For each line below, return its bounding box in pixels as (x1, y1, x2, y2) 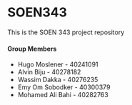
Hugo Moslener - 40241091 (17, 60, 98, 69)
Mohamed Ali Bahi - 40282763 (17, 91, 108, 99)
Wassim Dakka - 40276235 (17, 76, 98, 84)
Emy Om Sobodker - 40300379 (17, 83, 111, 91)
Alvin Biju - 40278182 (17, 68, 81, 76)
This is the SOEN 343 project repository (7, 28, 125, 36)
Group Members (7, 44, 57, 53)
